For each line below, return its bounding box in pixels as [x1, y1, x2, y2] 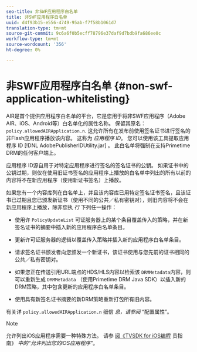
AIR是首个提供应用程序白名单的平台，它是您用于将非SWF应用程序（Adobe [6, 112, 186, 119]
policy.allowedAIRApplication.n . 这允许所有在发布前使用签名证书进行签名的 [6, 127, 191, 134]
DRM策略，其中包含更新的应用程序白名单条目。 [14, 283, 130, 290]
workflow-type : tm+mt [6, 36, 59, 42]
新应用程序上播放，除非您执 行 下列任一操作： [6, 204, 117, 211]
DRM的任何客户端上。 [6, 149, 59, 156]
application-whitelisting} [6, 92, 130, 105]
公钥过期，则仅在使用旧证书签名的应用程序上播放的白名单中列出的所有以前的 [6, 169, 191, 176]
